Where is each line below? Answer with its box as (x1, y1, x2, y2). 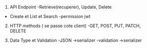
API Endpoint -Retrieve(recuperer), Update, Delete (9, 4, 112, 10)
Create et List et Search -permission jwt (9, 14, 91, 19)
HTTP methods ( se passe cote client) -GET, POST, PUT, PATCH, (9, 23, 141, 29)
